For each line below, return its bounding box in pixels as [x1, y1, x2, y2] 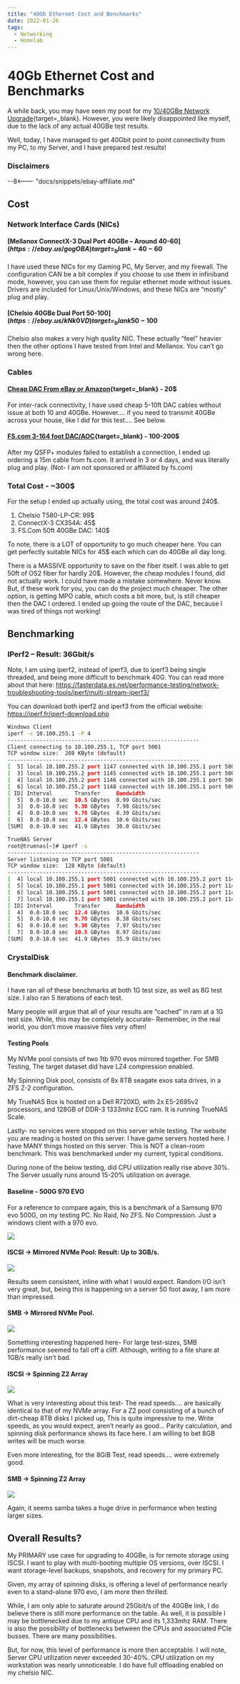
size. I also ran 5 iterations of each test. [7, 993, 124, 1002]
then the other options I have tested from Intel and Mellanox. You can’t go [7, 341, 224, 350]
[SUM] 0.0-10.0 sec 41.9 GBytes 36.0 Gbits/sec [7, 823, 161, 831]
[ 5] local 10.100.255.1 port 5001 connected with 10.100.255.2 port [7, 883, 222, 890]
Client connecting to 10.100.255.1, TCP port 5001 [7, 743, 161, 751]
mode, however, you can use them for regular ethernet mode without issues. [7, 277, 233, 286]
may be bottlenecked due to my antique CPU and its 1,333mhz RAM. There [7, 1617, 227, 1625]
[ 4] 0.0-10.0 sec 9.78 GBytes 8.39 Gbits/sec [7, 810, 161, 817]
